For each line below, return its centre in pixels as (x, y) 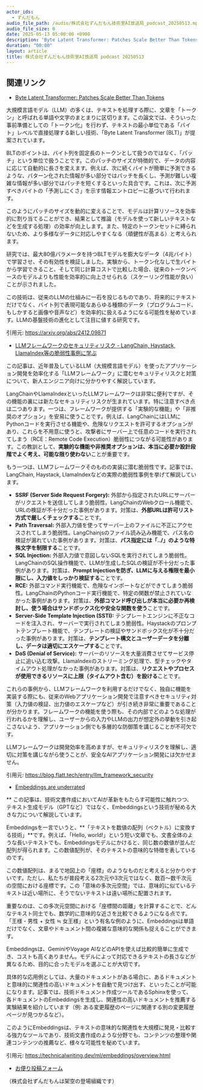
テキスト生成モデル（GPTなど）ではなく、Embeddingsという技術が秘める (99, 807)
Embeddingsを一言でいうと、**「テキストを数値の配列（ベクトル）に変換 (98, 827)
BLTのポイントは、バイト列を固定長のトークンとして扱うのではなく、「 (94, 153)
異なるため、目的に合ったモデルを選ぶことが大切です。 (75, 964)
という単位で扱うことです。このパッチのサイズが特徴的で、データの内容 (106, 161)
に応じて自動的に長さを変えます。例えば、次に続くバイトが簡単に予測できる (101, 168)
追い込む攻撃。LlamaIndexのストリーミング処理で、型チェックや (106, 661)
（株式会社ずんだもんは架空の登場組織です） (62, 1081)
